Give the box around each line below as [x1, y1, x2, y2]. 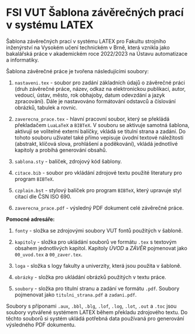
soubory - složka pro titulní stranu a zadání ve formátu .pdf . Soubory [14, 285, 180, 292]
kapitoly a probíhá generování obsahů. [14, 146, 107, 154]
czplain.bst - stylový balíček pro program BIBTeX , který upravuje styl [14, 186, 182, 193]
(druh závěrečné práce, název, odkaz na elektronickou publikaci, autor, [14, 85, 186, 92]
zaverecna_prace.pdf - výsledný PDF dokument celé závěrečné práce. [14, 204, 184, 211]
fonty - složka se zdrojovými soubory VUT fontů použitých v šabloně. [14, 227, 183, 234]
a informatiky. [6, 56, 39, 63]
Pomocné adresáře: [6, 216, 55, 223]
